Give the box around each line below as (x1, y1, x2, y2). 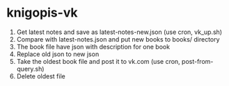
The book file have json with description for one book (16, 42, 171, 51)
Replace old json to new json (16, 50, 100, 58)
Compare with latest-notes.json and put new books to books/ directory (16, 35, 220, 43)
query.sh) (16, 64, 45, 73)
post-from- (181, 57, 214, 65)
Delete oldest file (16, 71, 65, 80)
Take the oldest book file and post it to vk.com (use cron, (16, 57, 180, 65)
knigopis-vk (6, 5, 78, 21)
